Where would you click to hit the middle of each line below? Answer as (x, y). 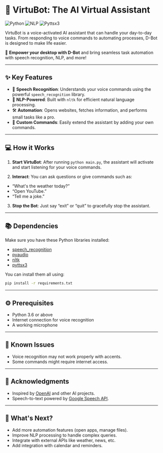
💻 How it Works (30, 148)
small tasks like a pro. (34, 117)
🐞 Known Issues (30, 345)
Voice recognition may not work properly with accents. (67, 356)
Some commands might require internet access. (60, 362)
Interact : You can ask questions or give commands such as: (72, 176)
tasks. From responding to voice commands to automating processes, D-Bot (81, 38)
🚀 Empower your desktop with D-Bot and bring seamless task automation (79, 52)
